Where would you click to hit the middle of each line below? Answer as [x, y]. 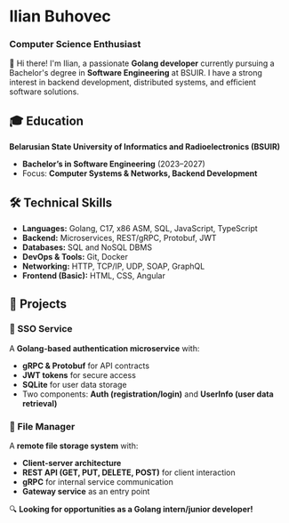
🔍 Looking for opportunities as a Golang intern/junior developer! [131, 510]
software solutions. [44, 92]
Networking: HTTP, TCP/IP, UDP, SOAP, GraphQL [113, 266]
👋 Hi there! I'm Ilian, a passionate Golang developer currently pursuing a [142, 63]
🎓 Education [47, 121]
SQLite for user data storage [74, 384]
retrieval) [40, 403]
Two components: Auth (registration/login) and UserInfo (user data [148, 394]
